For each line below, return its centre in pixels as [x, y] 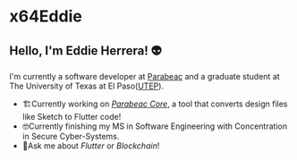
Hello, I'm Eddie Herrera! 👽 [86, 51]
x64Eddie [46, 17]
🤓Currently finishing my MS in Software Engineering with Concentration [155, 126]
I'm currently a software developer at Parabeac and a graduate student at [144, 76]
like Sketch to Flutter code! [72, 117]
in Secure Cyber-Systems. [71, 136]
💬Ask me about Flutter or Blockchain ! [91, 146]
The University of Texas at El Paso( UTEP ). [86, 86]
